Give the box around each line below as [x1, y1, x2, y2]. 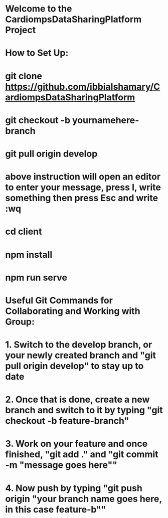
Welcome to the [5, 3, 72, 15]
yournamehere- [72, 114, 139, 126]
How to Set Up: [5, 47, 69, 59]
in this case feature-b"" [5, 503, 106, 515]
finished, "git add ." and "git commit [5, 449, 159, 460]
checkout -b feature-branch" [5, 415, 129, 427]
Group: [5, 316, 35, 327]
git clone [5, 70, 43, 82]
